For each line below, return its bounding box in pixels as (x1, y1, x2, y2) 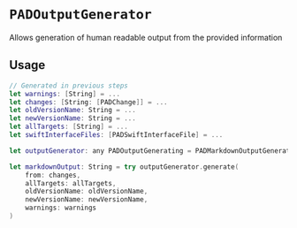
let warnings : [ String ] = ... (9, 89, 121, 98)
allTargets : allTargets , (25, 179, 117, 187)
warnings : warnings (25, 203, 97, 213)
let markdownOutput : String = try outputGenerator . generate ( (9, 162, 240, 171)
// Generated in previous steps (9, 81, 128, 90)
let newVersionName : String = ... (9, 114, 137, 123)
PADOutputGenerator (9, 6, 152, 23)
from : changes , (25, 171, 81, 179)
